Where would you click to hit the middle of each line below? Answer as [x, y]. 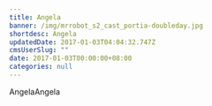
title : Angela [35, 17]
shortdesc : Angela [43, 34]
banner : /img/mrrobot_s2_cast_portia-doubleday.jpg [106, 26]
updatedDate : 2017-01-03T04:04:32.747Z [83, 42]
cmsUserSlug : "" [39, 50]
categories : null [41, 67]
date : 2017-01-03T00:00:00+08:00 [71, 58]
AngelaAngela [34, 91]
